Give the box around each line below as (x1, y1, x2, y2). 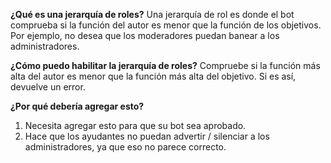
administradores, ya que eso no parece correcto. (24, 141, 227, 153)
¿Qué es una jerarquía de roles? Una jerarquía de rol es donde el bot (10, 9, 295, 20)
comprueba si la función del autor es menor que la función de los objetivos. (10, 19, 322, 31)
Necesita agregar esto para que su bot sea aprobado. (24, 120, 247, 131)
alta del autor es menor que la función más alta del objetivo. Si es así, (10, 70, 297, 82)
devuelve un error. (10, 81, 86, 93)
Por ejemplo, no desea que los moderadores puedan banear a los (10, 30, 280, 41)
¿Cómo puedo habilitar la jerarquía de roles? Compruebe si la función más (10, 60, 321, 71)
